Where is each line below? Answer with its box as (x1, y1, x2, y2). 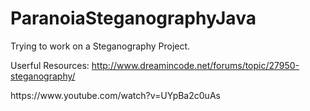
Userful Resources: (10, 59, 90, 71)
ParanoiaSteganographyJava (10, 7, 257, 30)
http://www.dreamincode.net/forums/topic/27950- (91, 59, 300, 71)
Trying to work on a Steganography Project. (10, 40, 191, 52)
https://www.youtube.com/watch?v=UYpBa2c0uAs (10, 89, 221, 101)
